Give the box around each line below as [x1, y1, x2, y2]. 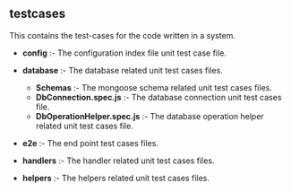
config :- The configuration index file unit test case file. [21, 48, 227, 58]
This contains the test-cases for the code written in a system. [9, 30, 235, 40]
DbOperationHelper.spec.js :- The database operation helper [35, 110, 264, 121]
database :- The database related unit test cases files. [21, 65, 224, 75]
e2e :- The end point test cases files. [21, 137, 159, 148]
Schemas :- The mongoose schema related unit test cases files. [35, 82, 273, 92]
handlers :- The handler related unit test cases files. [21, 155, 215, 166]
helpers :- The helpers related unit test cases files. [21, 172, 210, 183]
